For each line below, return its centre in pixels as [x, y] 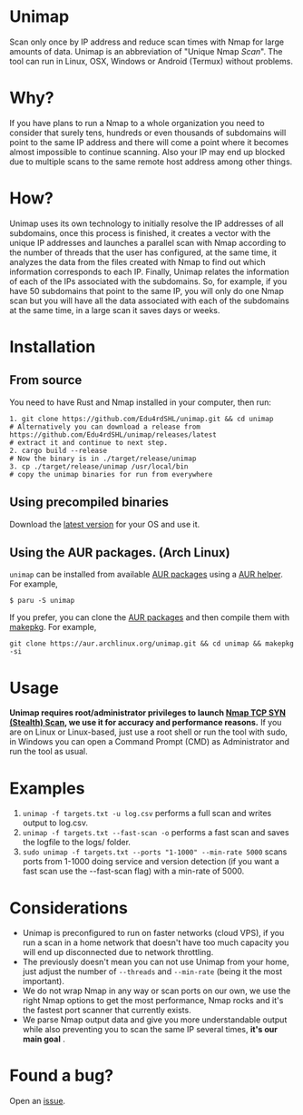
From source [46, 380]
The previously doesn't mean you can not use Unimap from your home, [156, 962]
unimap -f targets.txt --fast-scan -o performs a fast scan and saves [156, 833]
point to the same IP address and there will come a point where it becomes [149, 142]
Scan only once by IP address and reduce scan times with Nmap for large [147, 42]
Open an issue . [38, 1101]
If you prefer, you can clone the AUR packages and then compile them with [150, 617]
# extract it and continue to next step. [89, 442]
